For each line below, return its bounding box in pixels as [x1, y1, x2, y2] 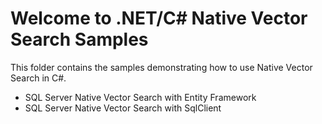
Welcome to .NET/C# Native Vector [10, 7, 308, 30]
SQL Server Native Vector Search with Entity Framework [24, 91, 257, 103]
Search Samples [10, 28, 149, 51]
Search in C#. [10, 72, 67, 84]
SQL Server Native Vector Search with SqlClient [24, 102, 222, 114]
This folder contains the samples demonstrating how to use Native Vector [10, 61, 313, 73]
